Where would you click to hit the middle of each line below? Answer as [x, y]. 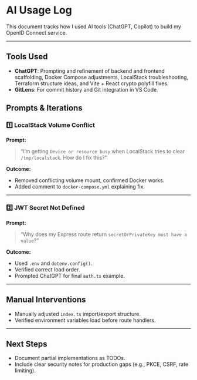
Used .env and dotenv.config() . [53, 263]
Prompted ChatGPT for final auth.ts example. [69, 275]
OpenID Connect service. [37, 32]
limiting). [25, 371]
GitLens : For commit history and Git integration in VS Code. [86, 89]
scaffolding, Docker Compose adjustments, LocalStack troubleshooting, [101, 77]
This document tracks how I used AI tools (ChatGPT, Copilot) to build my [94, 26]
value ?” [30, 240]
